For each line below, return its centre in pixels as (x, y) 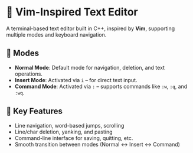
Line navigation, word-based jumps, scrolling (69, 125)
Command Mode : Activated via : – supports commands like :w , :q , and (101, 86)
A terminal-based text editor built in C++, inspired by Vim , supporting (91, 28)
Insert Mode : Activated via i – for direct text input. (76, 80)
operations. (29, 74)
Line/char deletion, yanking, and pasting (64, 132)
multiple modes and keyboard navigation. (56, 34)
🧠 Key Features (35, 111)
